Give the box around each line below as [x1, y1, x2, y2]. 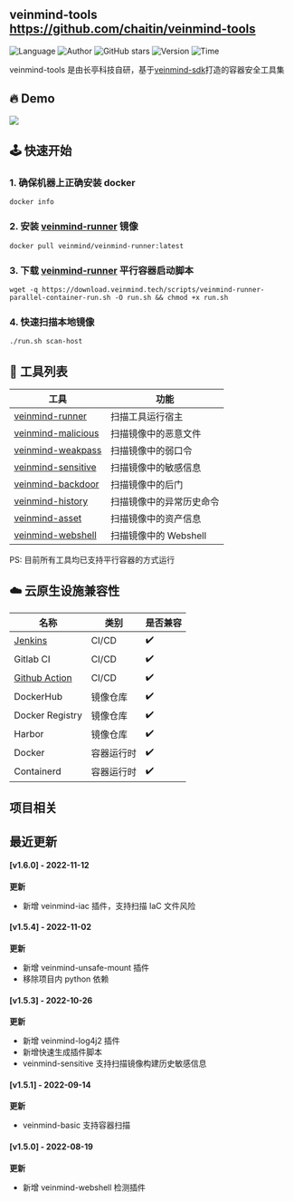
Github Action [14, 672, 72, 684]
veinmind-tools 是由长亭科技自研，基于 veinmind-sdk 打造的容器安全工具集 [9, 63, 285, 75]
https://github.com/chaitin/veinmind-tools [9, 22, 256, 37]
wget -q [9, 285, 39, 294]
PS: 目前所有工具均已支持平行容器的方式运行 [9, 555, 175, 566]
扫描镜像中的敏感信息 [109, 461, 202, 474]
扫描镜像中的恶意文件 [109, 428, 202, 441]
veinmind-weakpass [14, 444, 102, 457]
